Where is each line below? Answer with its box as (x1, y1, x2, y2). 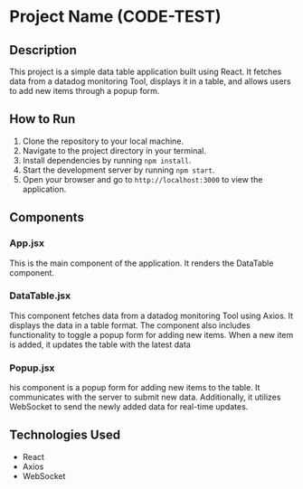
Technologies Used (9, 428, 120, 443)
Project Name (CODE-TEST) (9, 6, 222, 27)
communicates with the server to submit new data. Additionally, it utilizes (9, 391, 281, 403)
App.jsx (9, 237, 45, 249)
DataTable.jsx (9, 289, 71, 302)
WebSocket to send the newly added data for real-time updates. (9, 401, 249, 412)
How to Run (9, 111, 76, 127)
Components (9, 210, 84, 225)
